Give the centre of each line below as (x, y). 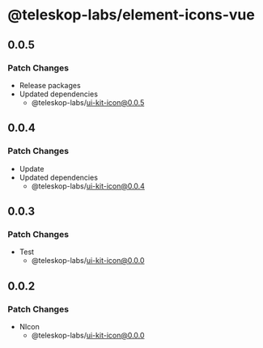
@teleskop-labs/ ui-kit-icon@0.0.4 (88, 186)
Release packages (50, 85)
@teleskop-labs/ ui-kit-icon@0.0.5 (88, 102)
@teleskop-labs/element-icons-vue (131, 15)
